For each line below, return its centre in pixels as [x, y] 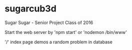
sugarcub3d [31, 9]
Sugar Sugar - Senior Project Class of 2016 [49, 22]
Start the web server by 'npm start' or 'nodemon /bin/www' [66, 32]
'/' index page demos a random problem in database [59, 42]
